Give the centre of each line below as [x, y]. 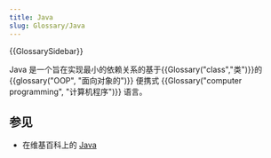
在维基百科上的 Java [60, 145]
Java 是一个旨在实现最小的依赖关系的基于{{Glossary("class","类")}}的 [136, 69]
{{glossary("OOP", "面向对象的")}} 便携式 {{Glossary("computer [126, 80]
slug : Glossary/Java [48, 26]
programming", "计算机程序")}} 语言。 [78, 91]
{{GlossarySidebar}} [47, 51]
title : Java [31, 17]
